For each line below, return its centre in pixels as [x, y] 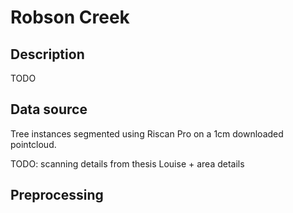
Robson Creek [70, 17]
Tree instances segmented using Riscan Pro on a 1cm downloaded [147, 133]
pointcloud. [33, 144]
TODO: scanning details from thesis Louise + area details [127, 163]
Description [47, 54]
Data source [49, 109]
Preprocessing [57, 195]
